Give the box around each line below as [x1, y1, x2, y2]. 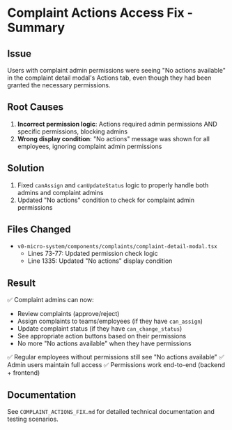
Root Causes [7, 101, 64, 113]
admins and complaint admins [17, 188, 104, 196]
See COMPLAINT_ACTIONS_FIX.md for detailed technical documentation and [7, 408, 215, 416]
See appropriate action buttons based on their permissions [17, 332, 187, 341]
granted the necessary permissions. [7, 81, 111, 89]
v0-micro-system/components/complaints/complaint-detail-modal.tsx [17, 243, 217, 250]
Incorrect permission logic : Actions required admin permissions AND [17, 120, 217, 128]
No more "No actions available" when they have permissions [17, 339, 192, 347]
